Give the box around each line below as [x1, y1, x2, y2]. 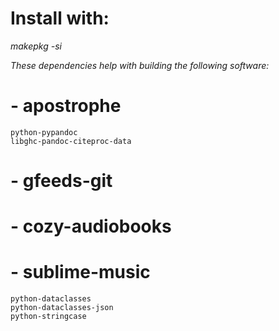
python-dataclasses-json [10, 303, 114, 313]
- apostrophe [10, 95, 122, 117]
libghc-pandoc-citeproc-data [10, 136, 132, 146]
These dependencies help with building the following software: [10, 59, 270, 71]
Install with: [10, 7, 110, 30]
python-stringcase [10, 312, 87, 322]
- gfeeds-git [10, 170, 113, 192]
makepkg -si [10, 40, 63, 52]
